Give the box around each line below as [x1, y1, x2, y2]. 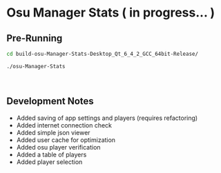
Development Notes [6, 95, 94, 108]
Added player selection [16, 157, 83, 166]
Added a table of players [16, 150, 87, 159]
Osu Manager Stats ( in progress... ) [6, 5, 215, 21]
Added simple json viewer [16, 128, 90, 136]
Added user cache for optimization [16, 136, 115, 144]
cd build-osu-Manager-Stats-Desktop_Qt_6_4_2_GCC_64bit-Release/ [6, 50, 198, 57]
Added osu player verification [16, 143, 101, 151]
